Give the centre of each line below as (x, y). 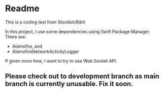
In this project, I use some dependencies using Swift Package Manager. (78, 31)
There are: (16, 37)
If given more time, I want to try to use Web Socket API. (61, 61)
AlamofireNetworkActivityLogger (46, 51)
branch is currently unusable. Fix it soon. (69, 84)
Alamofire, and (27, 46)
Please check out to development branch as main (82, 76)
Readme (22, 9)
